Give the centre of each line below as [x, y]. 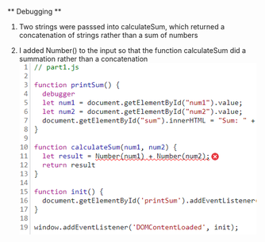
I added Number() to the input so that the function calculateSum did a [132, 50]
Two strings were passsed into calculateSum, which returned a [122, 26]
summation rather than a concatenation [83, 59]
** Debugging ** [35, 11]
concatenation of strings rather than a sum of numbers [108, 35]
